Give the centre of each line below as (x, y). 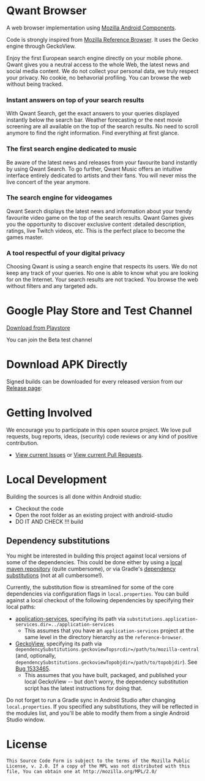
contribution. (22, 443)
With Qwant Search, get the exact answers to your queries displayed (93, 114)
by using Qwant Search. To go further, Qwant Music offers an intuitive (94, 169)
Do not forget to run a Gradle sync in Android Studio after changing (91, 700)
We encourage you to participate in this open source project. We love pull (99, 430)
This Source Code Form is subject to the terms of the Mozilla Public (98, 761)
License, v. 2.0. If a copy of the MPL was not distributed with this (98, 766)
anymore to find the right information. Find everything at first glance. (93, 133)
